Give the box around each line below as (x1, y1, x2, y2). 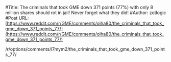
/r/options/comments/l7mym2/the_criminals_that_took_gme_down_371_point (5, 46, 165, 52)
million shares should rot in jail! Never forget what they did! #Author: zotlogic (5, 10, 166, 16)
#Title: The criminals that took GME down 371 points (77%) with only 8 (5, 5, 153, 10)
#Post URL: (5, 15, 29, 21)
